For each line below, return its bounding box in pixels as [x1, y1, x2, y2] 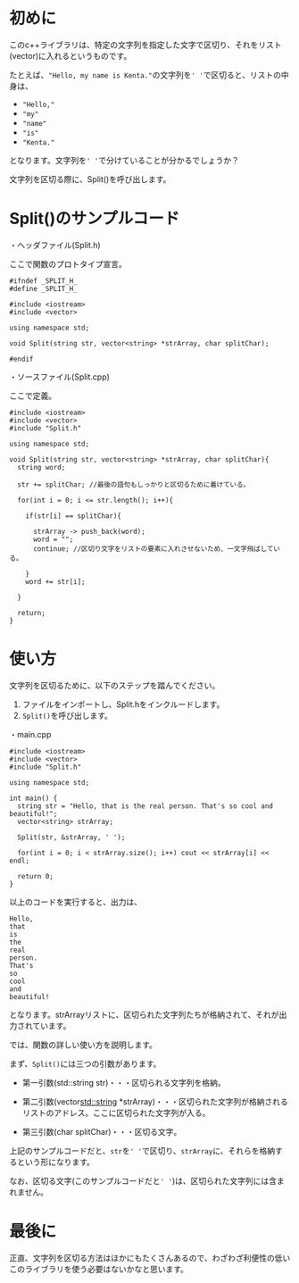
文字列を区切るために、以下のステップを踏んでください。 [9, 679, 220, 690]
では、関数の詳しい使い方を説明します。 [9, 1039, 158, 1050]
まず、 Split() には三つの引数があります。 [9, 1058, 162, 1069]
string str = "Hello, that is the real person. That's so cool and [17, 801, 274, 811]
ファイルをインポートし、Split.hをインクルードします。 [21, 698, 225, 710]
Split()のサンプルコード [9, 209, 180, 229]
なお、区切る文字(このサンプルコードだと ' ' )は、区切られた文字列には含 [9, 1175, 277, 1186]
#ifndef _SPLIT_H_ [9, 276, 78, 286]
